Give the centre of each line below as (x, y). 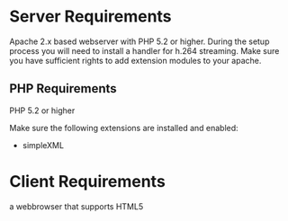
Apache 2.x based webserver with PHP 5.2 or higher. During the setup (139, 41)
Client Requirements (88, 181)
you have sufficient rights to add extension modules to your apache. (135, 60)
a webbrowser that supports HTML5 (76, 206)
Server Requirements (91, 17)
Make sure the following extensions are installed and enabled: (124, 128)
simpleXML (43, 145)
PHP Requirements (63, 88)
